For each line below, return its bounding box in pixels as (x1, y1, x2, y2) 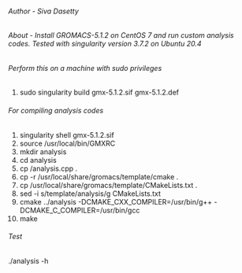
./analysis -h (8, 256, 49, 265)
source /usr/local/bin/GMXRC (19, 138, 116, 148)
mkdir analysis (19, 146, 67, 157)
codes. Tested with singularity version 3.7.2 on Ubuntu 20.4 (8, 39, 203, 49)
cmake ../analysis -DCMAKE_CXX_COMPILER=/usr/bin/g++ (19, 197, 213, 206)
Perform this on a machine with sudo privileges (8, 63, 162, 72)
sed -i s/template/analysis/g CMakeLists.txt (19, 189, 162, 198)
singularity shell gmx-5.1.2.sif (19, 130, 114, 139)
